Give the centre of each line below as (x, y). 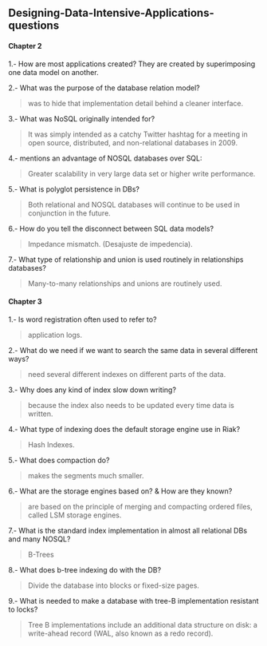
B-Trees (41, 554)
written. (40, 414)
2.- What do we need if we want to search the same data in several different (133, 350)
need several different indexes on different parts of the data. (127, 374)
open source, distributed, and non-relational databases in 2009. (132, 142)
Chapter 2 (25, 46)
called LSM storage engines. (75, 515)
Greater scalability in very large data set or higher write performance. (141, 173)
